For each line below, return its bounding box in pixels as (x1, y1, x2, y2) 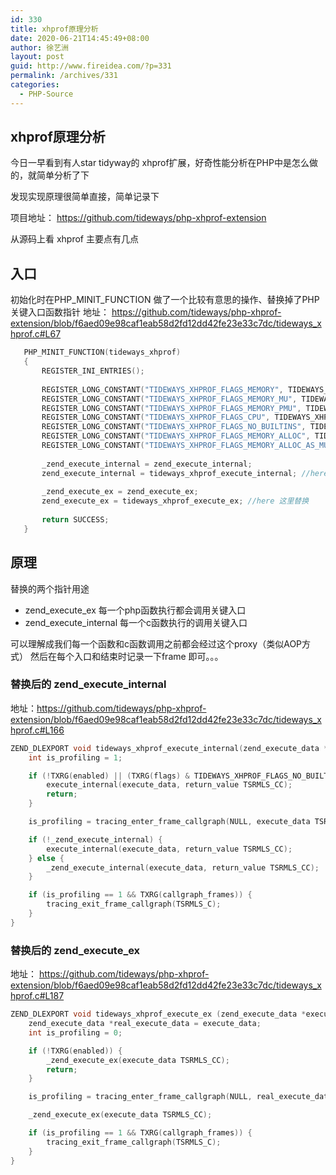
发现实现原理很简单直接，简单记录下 (10, 191, 160, 203)
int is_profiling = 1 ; (28, 752, 123, 763)
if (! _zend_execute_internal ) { (28, 834, 163, 845)
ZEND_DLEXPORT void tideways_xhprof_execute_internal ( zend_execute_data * (10, 743, 329, 753)
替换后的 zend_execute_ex (10, 943, 141, 957)
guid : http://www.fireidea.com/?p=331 (10, 61, 172, 71)
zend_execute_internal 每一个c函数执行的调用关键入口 (24, 616, 248, 628)
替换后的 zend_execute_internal (10, 677, 167, 691)
